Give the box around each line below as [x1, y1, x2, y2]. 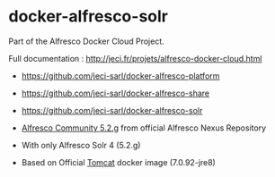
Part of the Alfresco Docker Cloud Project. [8, 36, 165, 46]
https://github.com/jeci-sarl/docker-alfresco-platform [21, 70, 220, 81]
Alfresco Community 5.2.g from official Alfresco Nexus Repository [21, 122, 267, 133]
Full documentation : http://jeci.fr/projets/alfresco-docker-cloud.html [8, 53, 262, 63]
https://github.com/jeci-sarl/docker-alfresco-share [21, 88, 210, 98]
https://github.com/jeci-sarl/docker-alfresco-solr [21, 105, 203, 115]
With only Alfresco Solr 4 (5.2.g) [21, 139, 141, 150]
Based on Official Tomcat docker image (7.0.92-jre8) [21, 156, 217, 167]
